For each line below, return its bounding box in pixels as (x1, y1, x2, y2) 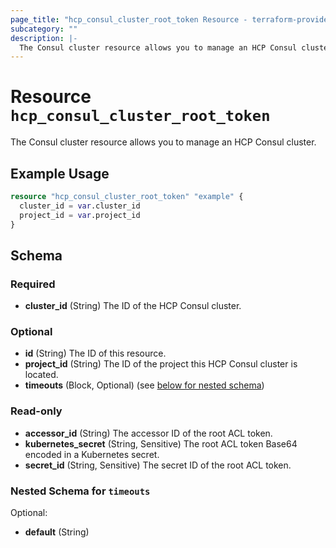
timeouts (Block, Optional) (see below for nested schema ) (24, 379, 265, 391)
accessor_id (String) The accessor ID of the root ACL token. (24, 427, 273, 439)
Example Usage (10, 165, 110, 182)
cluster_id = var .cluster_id (19, 201, 141, 211)
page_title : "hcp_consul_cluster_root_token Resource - (10, 14, 248, 25)
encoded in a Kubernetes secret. (24, 448, 160, 460)
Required (10, 277, 56, 291)
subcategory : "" (10, 24, 78, 34)
